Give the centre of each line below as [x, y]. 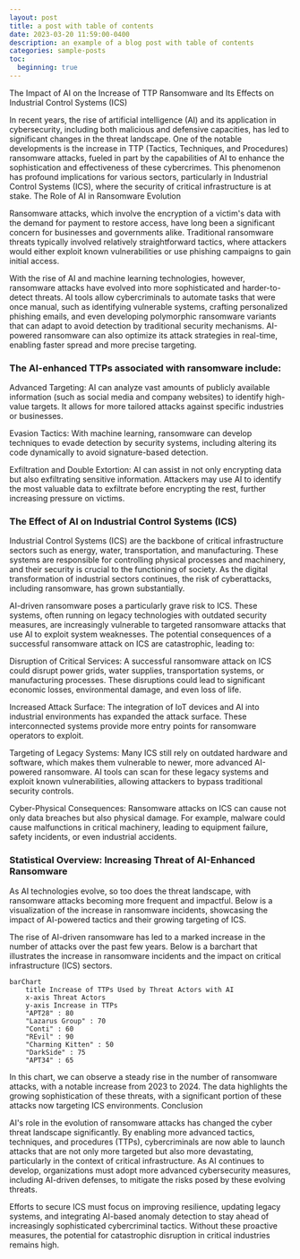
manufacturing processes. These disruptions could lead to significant [137, 681]
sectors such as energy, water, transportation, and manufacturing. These [144, 551]
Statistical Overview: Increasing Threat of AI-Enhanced [132, 861]
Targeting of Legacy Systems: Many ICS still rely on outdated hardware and [149, 753]
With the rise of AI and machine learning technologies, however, [127, 278]
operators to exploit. [47, 736]
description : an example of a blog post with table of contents [132, 43]
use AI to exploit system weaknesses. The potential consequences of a [140, 634]
